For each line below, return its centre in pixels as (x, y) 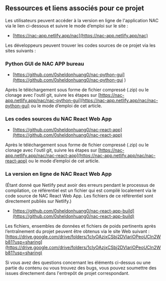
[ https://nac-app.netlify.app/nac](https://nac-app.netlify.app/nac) (80, 35)
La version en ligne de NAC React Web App (58, 174)
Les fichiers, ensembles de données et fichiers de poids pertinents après (81, 226)
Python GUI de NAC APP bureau (45, 63)
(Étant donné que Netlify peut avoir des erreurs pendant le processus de (80, 185)
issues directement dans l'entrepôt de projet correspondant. (67, 273)
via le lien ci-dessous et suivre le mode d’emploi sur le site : (67, 26)
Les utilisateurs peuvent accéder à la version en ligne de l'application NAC (82, 20)
